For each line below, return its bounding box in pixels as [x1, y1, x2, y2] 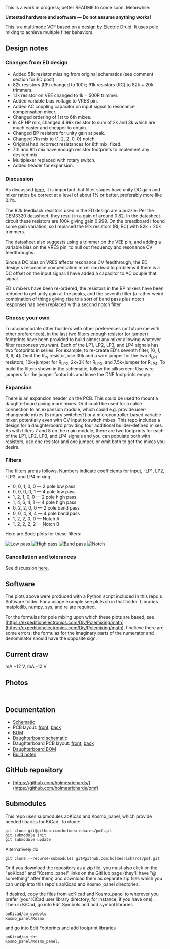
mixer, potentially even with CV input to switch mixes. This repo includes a [5, 417, 160, 423]
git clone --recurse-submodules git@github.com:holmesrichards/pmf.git [5, 856, 160, 861]
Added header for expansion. [12, 162, 74, 168]
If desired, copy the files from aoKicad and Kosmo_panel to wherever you [5, 891, 159, 897]
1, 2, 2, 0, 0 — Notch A [12, 516, 60, 522]
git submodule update [5, 837, 51, 842]
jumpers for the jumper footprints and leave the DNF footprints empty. [5, 371, 152, 377]
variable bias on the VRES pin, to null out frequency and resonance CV [5, 244, 153, 250]
